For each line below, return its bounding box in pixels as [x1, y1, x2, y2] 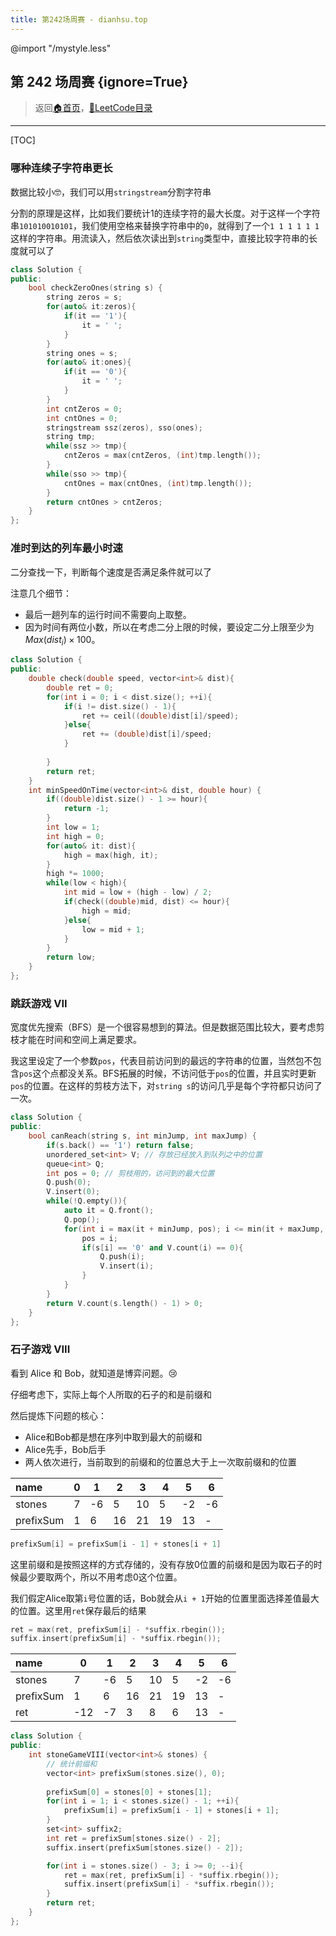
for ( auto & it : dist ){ [46, 841, 137, 851]
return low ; [46, 952, 97, 963]
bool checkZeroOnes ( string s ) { [28, 283, 163, 293]
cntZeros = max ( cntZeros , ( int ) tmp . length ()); [63, 451, 262, 461]
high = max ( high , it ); [63, 850, 159, 860]
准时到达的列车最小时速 [10, 541, 123, 555]
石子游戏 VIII [10, 1342, 71, 1356]
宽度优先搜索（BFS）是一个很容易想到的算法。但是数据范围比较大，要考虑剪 [10, 1021, 325, 1033]
